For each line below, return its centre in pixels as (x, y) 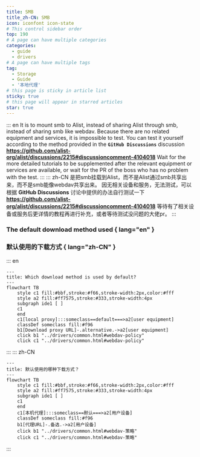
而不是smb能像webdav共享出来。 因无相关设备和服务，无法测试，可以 (104, 185)
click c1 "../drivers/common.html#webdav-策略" (77, 437)
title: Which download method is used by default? (71, 277)
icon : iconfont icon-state (40, 23)
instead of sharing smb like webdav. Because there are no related (88, 131)
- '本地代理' (26, 85)
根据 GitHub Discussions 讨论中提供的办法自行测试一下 (76, 192)
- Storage (24, 74)
